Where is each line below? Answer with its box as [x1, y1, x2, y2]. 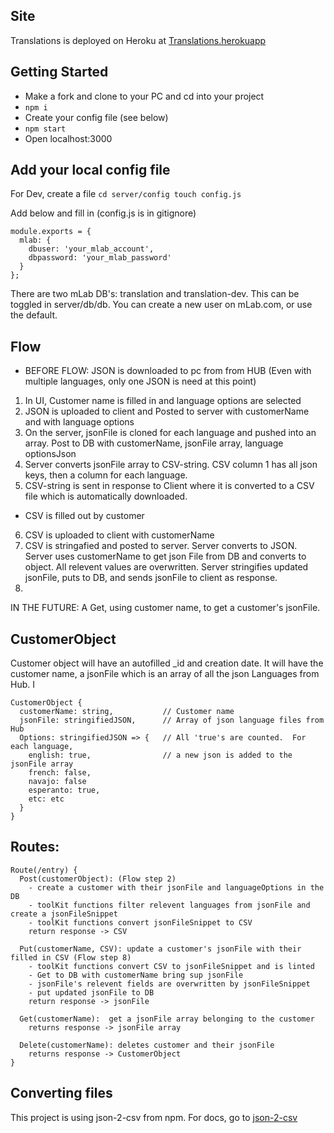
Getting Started [10, 64, 109, 81]
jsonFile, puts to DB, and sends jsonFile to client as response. [24, 572, 278, 584]
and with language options [24, 416, 135, 428]
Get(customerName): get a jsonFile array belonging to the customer [19, 1014, 315, 1024]
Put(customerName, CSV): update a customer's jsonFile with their [19, 944, 302, 954]
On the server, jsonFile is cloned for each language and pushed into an [24, 427, 317, 439]
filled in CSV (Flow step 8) [10, 952, 132, 963]
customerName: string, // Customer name [19, 707, 235, 717]
